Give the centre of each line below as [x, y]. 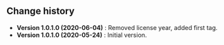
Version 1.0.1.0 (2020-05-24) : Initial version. [82, 35]
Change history [41, 11]
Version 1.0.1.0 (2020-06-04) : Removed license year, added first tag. [117, 27]
